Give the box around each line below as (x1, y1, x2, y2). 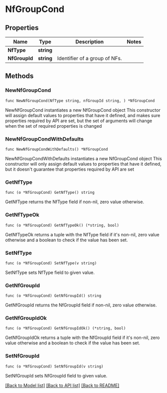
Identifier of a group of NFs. (57, 55, 122, 62)
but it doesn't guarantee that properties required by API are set (5, 166, 135, 172)
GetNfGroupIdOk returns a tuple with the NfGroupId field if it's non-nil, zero (5, 334, 160, 341)
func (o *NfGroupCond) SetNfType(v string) (5, 260, 97, 266)
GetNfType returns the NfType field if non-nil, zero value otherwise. (5, 199, 145, 205)
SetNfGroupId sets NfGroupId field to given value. (5, 372, 108, 378)
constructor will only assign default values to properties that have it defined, (5, 161, 162, 167)
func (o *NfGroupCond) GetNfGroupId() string (5, 293, 101, 298)
